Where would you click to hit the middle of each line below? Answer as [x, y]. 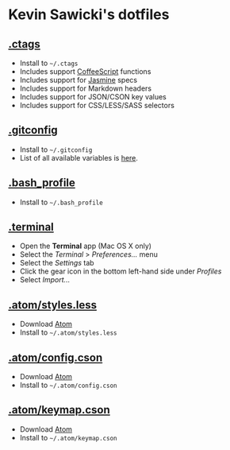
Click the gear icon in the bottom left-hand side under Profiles [121, 271]
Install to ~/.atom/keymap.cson [68, 437]
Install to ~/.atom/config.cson [68, 385]
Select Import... [45, 280]
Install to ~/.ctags [49, 63]
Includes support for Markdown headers [86, 88]
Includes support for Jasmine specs [78, 80]
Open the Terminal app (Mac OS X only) [86, 246]
